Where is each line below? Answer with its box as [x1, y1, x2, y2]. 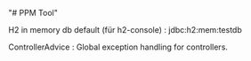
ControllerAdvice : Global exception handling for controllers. [8, 42, 229, 52]
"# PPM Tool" [8, 8, 59, 18]
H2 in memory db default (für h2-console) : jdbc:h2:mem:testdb [8, 25, 242, 34]
